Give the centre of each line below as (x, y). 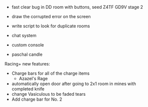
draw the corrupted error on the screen (51, 16)
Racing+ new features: (27, 64)
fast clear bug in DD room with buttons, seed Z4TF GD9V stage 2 (77, 7)
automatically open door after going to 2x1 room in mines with (74, 84)
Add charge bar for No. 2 (37, 99)
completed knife (28, 89)
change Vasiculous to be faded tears (49, 94)
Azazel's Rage (33, 78)
